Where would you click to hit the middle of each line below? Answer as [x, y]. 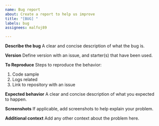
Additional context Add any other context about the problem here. [72, 118]
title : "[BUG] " [22, 19]
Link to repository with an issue [44, 85]
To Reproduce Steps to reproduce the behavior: [53, 65]
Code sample [25, 74]
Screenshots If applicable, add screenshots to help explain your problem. [79, 109]
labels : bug [17, 23]
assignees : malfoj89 [26, 28]
